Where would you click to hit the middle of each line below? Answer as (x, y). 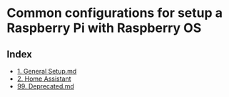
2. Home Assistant (44, 79)
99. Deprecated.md (45, 86)
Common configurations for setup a (114, 13)
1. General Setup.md (47, 71)
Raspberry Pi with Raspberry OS (104, 28)
